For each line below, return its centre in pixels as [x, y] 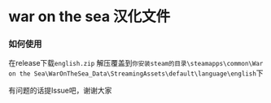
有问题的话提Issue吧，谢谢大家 [60, 91]
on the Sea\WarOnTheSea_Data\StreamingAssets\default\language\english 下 [136, 73]
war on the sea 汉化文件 [90, 17]
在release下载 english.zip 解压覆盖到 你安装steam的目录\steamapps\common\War [136, 63]
